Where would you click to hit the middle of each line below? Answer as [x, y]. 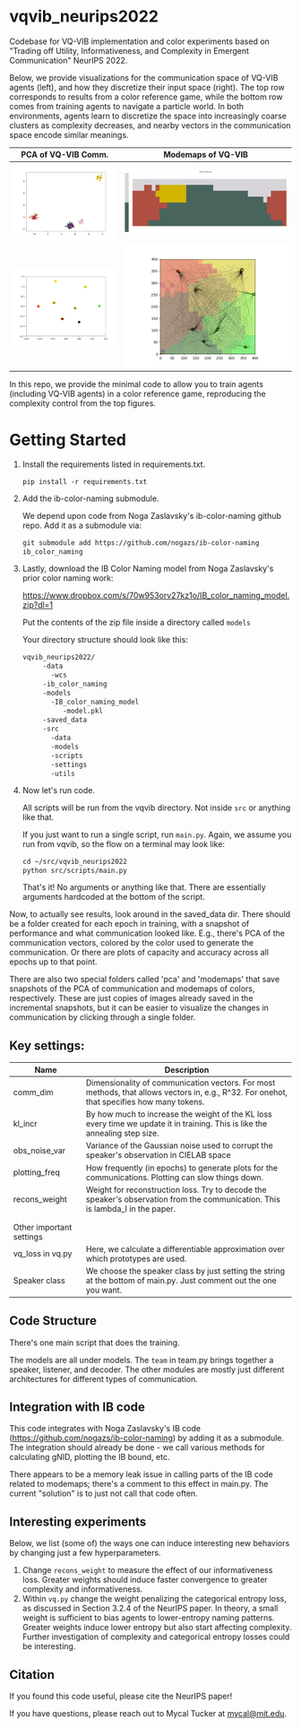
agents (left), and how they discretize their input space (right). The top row [147, 87]
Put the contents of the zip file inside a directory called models [136, 622]
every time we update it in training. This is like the [176, 1124]
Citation [32, 1675]
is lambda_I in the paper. [131, 1208]
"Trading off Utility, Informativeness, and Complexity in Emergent [129, 50]
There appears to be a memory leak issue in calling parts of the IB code [141, 1474]
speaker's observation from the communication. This [183, 1199]
